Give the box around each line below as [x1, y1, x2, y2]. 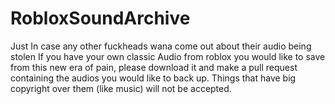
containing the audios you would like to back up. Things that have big [10, 72, 297, 84]
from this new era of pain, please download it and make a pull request [10, 61, 298, 73]
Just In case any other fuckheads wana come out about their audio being [10, 40, 312, 52]
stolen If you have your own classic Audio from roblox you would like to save [10, 50, 326, 62]
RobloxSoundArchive [10, 7, 191, 30]
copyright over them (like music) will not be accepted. [10, 82, 232, 94]
